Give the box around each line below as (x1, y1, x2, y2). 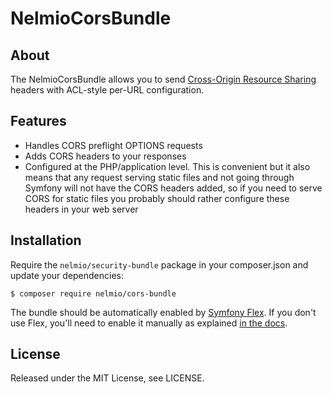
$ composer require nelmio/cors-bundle (10, 288, 177, 299)
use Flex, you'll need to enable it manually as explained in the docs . (10, 317, 288, 329)
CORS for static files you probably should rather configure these (24, 192, 290, 204)
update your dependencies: (10, 269, 125, 281)
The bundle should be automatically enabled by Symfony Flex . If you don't (10, 306, 317, 318)
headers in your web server (24, 203, 139, 215)
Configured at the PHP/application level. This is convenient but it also (24, 160, 311, 172)
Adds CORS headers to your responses (24, 150, 187, 162)
